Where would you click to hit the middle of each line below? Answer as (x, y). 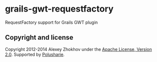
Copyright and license (39, 38)
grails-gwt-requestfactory (59, 9)
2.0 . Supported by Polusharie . (35, 54)
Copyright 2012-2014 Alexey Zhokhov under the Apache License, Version (78, 49)
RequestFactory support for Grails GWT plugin (52, 22)
